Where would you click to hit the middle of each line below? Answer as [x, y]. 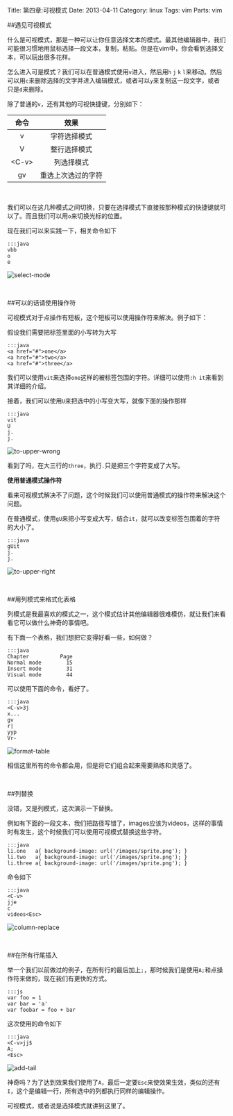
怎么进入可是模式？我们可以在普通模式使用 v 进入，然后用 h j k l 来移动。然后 [115, 72]
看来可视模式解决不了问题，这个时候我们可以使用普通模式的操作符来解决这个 [116, 495]
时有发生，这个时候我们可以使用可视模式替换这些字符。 [86, 832]
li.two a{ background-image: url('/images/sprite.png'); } [97, 857]
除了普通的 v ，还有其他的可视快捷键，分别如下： [76, 104]
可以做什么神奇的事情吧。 [55, 623]
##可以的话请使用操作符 [42, 303]
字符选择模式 [71, 136]
